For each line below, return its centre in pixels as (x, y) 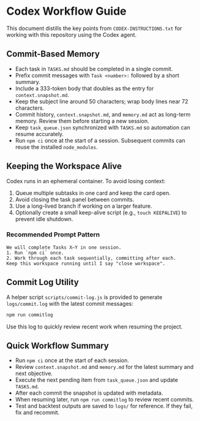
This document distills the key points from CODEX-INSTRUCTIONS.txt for (94, 28)
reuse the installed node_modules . (56, 147)
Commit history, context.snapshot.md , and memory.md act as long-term (103, 114)
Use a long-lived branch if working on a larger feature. (83, 206)
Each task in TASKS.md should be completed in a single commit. (94, 69)
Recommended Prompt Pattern (53, 235)
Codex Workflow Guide (66, 11)
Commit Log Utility (43, 282)
